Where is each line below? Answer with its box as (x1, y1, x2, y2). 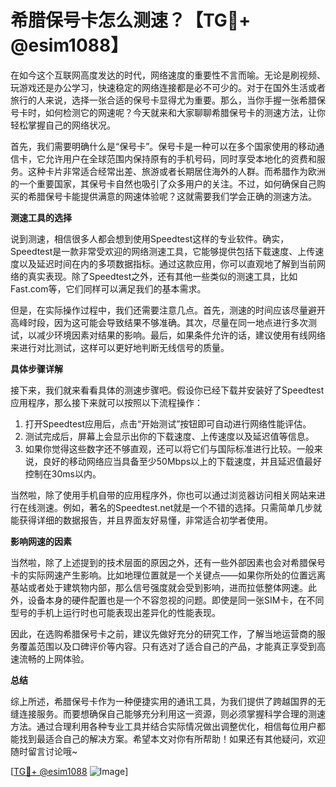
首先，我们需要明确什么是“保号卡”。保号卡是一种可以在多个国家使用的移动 (10, 140, 317, 152)
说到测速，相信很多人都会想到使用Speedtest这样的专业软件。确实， (10, 232, 290, 245)
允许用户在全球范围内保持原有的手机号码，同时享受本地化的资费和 (44, 152, 317, 165)
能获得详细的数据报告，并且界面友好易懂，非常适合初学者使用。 (10, 514, 273, 526)
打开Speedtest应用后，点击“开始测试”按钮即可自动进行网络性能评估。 (24, 417, 312, 430)
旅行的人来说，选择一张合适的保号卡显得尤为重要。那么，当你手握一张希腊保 (10, 94, 326, 106)
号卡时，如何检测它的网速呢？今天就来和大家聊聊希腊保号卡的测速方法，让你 (10, 106, 326, 118)
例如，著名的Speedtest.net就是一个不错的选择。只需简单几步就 (62, 501, 323, 513)
